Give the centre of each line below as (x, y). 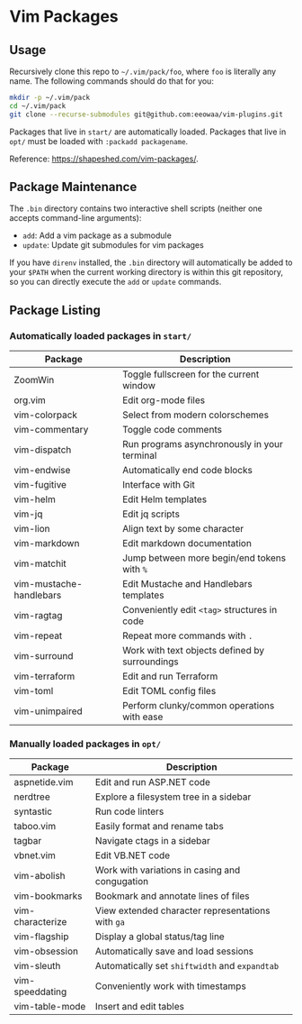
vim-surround (44, 656)
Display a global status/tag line (160, 937)
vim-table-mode (50, 1007)
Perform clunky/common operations (199, 706)
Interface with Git (159, 485)
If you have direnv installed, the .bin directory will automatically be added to (151, 262)
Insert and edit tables (139, 1007)
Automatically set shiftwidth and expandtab (187, 966)
